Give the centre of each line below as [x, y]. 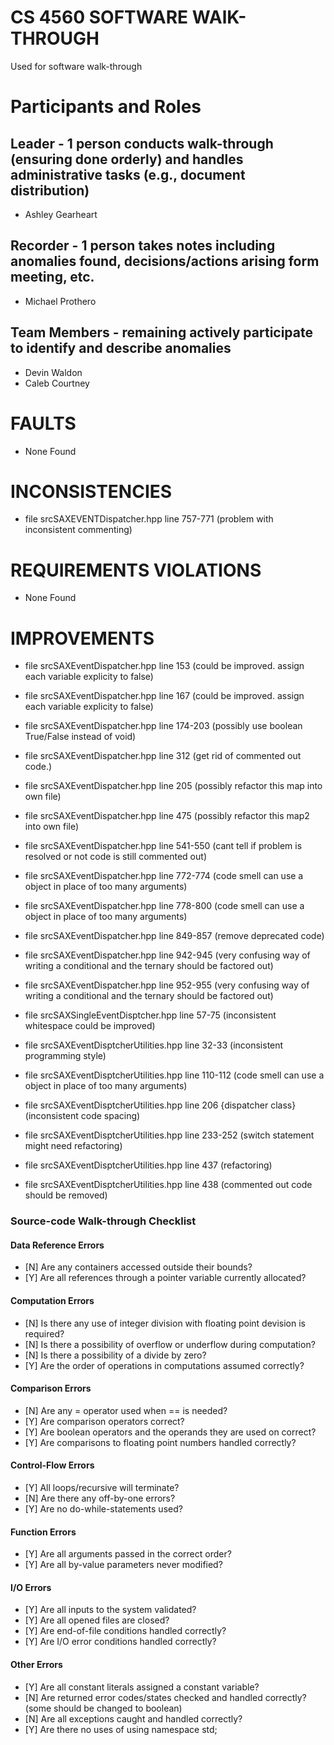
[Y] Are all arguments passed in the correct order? [128, 1554]
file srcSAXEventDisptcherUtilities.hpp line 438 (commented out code [168, 1185]
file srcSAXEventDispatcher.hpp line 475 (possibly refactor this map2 [167, 816]
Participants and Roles [106, 107]
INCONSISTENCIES [91, 491]
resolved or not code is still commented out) [115, 857]
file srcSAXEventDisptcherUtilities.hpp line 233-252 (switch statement [169, 1135]
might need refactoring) [73, 1146]
